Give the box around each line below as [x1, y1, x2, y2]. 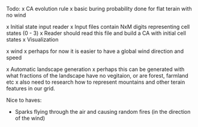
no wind [6, 11, 26, 19]
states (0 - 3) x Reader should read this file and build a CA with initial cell [6, 29, 186, 37]
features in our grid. [6, 85, 55, 92]
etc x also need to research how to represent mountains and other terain [6, 78, 185, 85]
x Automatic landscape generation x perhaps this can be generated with [6, 66, 185, 73]
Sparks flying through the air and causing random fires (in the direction [14, 108, 191, 115]
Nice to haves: [6, 96, 42, 104]
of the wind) [14, 114, 46, 122]
